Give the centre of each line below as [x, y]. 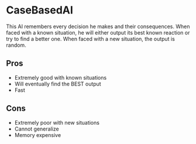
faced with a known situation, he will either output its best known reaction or [98, 32]
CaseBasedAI [39, 10]
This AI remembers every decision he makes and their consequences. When [98, 26]
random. [16, 45]
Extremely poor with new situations [57, 122]
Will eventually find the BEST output [58, 84]
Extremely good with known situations [61, 77]
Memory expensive [38, 135]
